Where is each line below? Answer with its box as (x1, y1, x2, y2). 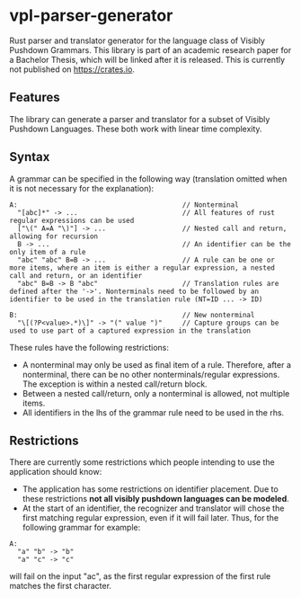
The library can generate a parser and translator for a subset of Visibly (9, 113, 270, 124)
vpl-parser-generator (9, 5, 173, 26)
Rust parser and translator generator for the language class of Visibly (9, 35, 265, 46)
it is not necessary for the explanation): (9, 183, 155, 193)
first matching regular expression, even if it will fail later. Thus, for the (22, 513, 279, 523)
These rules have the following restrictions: (9, 342, 169, 353)
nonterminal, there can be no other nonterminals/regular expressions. (22, 369, 280, 379)
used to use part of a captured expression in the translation (9, 326, 252, 335)
